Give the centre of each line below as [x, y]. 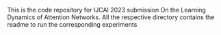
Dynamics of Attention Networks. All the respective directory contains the [111, 17]
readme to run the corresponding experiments [72, 24]
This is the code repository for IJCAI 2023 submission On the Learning [107, 10]
